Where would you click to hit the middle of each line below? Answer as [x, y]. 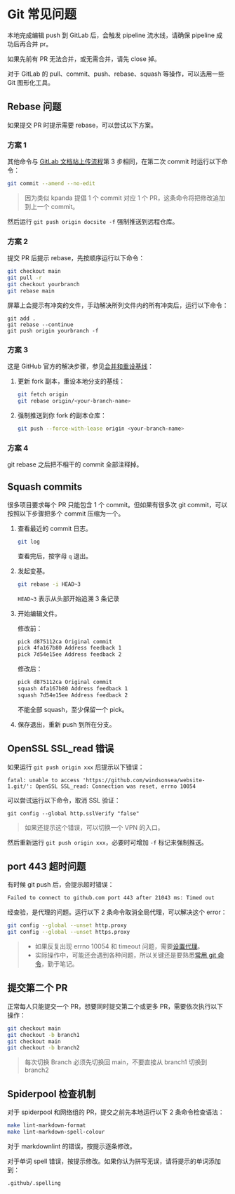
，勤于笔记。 [60, 964]
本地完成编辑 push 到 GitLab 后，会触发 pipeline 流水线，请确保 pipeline [111, 35]
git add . [22, 318]
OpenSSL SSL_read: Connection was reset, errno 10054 [116, 786]
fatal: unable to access [43, 780]
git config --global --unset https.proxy [69, 932]
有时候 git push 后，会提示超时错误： [61, 885]
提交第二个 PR [38, 988]
